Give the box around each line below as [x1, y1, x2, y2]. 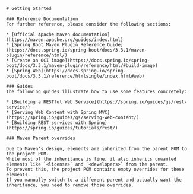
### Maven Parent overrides [6, 135, 76, 141]
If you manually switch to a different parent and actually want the [6, 177, 182, 183]
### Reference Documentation [6, 16, 78, 22]
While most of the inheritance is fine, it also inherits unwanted [6, 156, 177, 162]
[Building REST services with [11, 120, 86, 126]
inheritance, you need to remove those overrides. [6, 182, 134, 188]
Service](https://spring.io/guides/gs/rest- [75, 99, 187, 105]
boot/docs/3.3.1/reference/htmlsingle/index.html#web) [6, 73, 145, 79]
